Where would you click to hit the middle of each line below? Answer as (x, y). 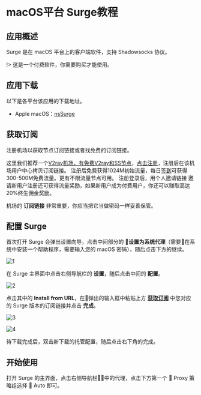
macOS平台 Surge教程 (62, 12)
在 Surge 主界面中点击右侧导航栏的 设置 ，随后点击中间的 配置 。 (85, 274)
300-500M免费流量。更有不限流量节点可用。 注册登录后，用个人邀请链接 (97, 178)
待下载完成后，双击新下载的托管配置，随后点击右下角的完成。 (82, 342)
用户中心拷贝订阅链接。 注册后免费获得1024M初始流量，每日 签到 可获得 (99, 170)
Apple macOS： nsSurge (45, 113)
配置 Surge (26, 227)
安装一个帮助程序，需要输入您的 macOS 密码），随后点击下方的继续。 (102, 249)
